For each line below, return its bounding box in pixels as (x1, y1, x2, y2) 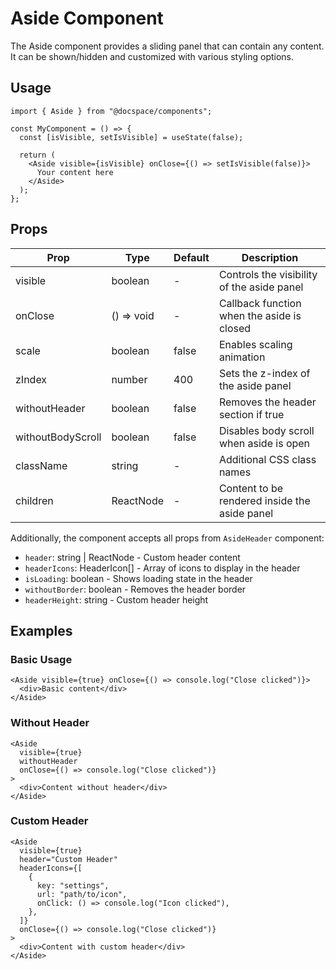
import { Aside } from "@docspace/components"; (10, 106, 213, 116)
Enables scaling (218, 337, 293, 351)
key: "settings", (36, 880, 110, 891)
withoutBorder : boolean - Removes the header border (24, 583, 247, 595)
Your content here (36, 167, 114, 177)
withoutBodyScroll (15, 430, 102, 444)
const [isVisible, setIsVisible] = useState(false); (19, 132, 244, 142)
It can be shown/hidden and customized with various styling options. (10, 50, 295, 62)
